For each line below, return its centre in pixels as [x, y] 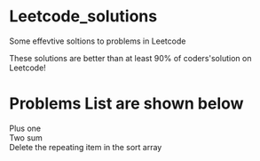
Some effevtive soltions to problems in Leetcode [98, 41]
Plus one [25, 128]
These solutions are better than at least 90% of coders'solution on [130, 58]
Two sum [26, 137]
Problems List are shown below [126, 104]
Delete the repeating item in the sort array [86, 147]
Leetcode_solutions [83, 16]
